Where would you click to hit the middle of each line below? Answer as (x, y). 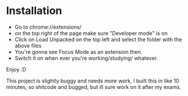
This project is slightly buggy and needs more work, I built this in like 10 (93, 81)
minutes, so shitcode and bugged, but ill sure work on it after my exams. (94, 87)
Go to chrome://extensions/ (48, 27)
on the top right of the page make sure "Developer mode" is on (91, 33)
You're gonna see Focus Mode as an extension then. (78, 52)
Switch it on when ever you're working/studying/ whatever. (86, 58)
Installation (34, 11)
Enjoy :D (16, 69)
